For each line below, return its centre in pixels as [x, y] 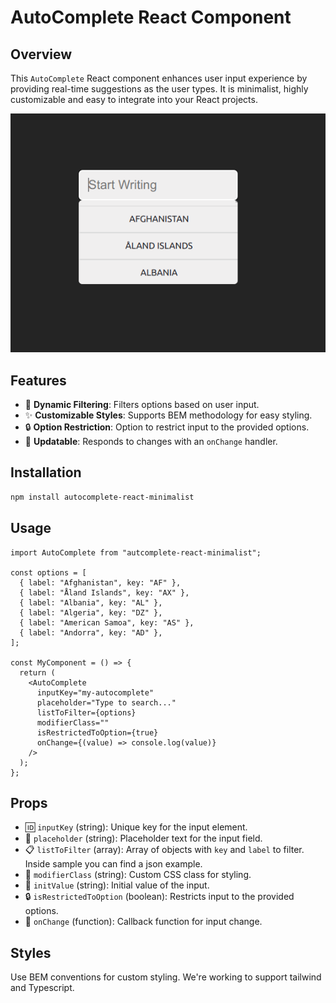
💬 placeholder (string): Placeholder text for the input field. [143, 838]
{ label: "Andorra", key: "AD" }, [91, 632]
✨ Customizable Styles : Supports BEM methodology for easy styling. [168, 415]
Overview [41, 54]
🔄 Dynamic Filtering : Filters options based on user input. [142, 405]
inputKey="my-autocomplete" [95, 692]
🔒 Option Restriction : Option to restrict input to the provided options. [167, 427]
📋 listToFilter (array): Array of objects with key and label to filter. [164, 850]
